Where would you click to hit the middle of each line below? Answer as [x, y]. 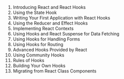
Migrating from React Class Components [55, 71]
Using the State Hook [35, 12]
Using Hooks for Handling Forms [46, 39]
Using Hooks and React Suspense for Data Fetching [66, 34]
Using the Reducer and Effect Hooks [50, 23]
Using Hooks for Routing [38, 44]
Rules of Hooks [28, 60]
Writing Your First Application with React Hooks [62, 18]
